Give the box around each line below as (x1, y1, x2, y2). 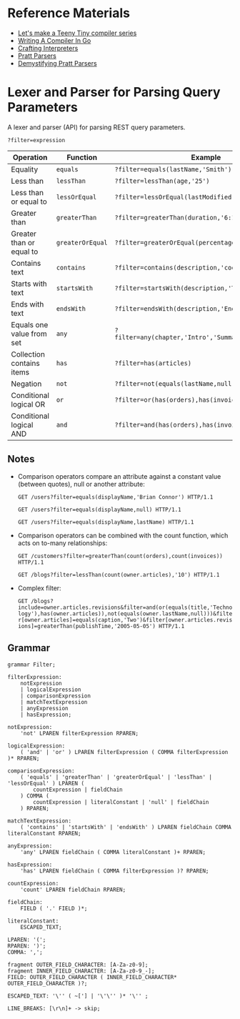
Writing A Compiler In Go (17, 36, 91, 44)
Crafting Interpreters (17, 44, 79, 52)
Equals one (11, 319, 49, 329)
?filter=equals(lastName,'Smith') (114, 165, 232, 173)
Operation (12, 152, 48, 162)
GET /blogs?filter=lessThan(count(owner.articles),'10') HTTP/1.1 (17, 571, 220, 578)
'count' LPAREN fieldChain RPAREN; (20, 886, 126, 893)
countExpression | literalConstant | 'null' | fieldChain (33, 798, 209, 805)
